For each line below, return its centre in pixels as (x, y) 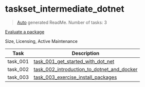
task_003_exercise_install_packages (75, 77)
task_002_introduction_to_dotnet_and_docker (85, 69)
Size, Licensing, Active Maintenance (41, 41)
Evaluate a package (25, 32)
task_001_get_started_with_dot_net (74, 61)
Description (86, 53)
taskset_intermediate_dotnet (65, 9)
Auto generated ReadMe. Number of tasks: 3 (62, 22)
